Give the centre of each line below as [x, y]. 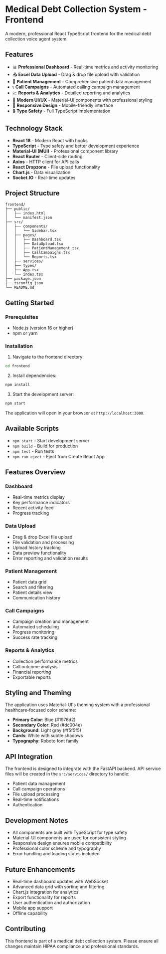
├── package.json [23, 279]
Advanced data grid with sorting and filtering [58, 887]
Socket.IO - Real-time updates [44, 178]
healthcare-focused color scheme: [41, 710]
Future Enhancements [40, 869]
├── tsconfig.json [24, 283]
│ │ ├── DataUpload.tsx [34, 244]
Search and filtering [33, 587]
